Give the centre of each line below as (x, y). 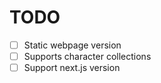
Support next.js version (72, 68)
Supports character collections (87, 56)
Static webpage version (72, 45)
